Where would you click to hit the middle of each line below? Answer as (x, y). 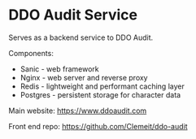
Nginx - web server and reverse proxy (84, 77)
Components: (31, 53)
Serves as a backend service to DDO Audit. (81, 37)
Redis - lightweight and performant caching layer (102, 86)
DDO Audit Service (73, 15)
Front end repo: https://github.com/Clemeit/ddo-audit (98, 126)
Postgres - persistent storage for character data (100, 94)
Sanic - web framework (59, 69)
